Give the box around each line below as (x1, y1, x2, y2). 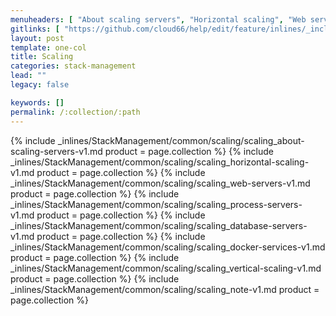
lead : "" (10, 71, 47, 81)
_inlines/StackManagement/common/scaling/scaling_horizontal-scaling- (10, 156, 310, 168)
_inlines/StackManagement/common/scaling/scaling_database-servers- (10, 219, 308, 231)
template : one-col (10, 42, 87, 53)
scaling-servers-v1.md (10, 145, 103, 157)
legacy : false (10, 80, 70, 90)
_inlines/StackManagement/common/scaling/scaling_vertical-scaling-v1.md (10, 262, 322, 274)
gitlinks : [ (10, 24, 60, 34)
